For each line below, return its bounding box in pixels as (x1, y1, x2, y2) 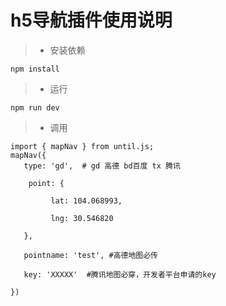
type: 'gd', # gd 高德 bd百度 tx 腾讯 (23, 161, 181, 171)
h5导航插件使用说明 (10, 9, 173, 32)
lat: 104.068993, (50, 196, 123, 206)
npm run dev (10, 102, 60, 113)
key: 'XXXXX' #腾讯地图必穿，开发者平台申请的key (23, 269, 217, 280)
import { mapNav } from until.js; (10, 141, 155, 151)
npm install (10, 64, 60, 74)
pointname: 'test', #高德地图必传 (23, 250, 159, 260)
